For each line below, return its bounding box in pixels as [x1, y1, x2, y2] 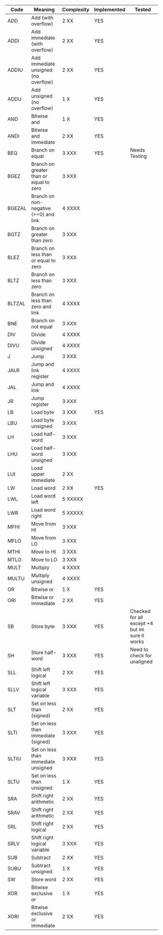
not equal [31, 323, 53, 330]
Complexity [62, 6, 90, 13]
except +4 [130, 620, 154, 627]
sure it [130, 632, 145, 639]
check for [130, 652, 152, 659]
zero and [31, 303, 51, 310]
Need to [130, 646, 148, 652]
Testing [130, 153, 147, 159]
